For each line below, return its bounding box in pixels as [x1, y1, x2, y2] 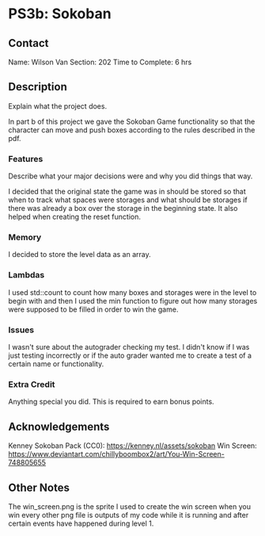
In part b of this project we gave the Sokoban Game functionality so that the [8, 117, 256, 126]
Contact [8, 36, 49, 50]
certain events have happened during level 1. [8, 519, 154, 528]
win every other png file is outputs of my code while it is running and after [8, 510, 249, 519]
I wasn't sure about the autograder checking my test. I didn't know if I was [8, 343, 250, 351]
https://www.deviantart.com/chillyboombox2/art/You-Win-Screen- [8, 450, 225, 459]
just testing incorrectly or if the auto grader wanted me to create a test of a [8, 350, 252, 360]
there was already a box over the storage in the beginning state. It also [8, 204, 238, 213]
